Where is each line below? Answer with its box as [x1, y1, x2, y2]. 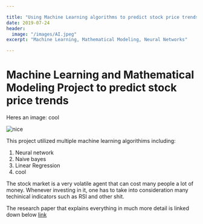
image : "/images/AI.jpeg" [11, 31, 77, 37]
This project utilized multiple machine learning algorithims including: [6, 137, 176, 145]
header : [6, 25, 26, 31]
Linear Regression [14, 162, 60, 170]
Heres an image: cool [6, 114, 59, 121]
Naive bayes [14, 156, 47, 163]
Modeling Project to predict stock [6, 81, 177, 94]
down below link [6, 211, 47, 219]
